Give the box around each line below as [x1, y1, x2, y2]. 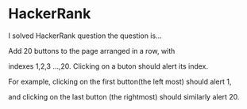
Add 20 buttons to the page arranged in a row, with [8, 46, 176, 55]
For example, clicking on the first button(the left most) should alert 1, [8, 77, 232, 86]
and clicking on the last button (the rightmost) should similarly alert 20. [8, 92, 240, 101]
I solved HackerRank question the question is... [8, 31, 162, 40]
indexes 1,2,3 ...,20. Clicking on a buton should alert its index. [8, 61, 209, 71]
